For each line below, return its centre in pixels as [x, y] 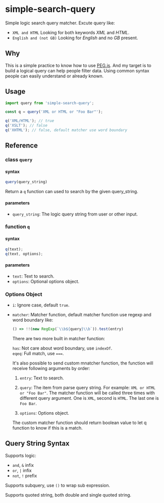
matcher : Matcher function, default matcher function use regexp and [82, 314]
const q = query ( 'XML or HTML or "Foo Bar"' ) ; [54, 112]
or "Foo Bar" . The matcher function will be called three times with [87, 393]
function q [18, 227]
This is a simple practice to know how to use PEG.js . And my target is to [78, 65]
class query [19, 160]
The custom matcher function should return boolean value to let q [80, 423]
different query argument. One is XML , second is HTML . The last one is [89, 398]
